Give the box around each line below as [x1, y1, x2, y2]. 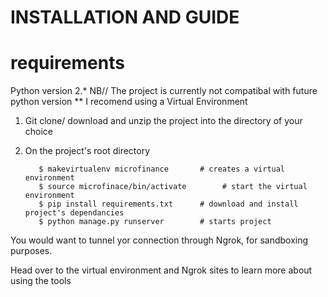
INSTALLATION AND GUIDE [10, 6, 240, 29]
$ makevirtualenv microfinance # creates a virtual [38, 164, 286, 175]
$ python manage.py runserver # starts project [38, 217, 272, 227]
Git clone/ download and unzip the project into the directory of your [24, 115, 303, 127]
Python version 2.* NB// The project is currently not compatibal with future [10, 85, 318, 97]
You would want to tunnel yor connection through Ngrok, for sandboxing [10, 234, 309, 246]
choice [24, 126, 54, 138]
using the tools [10, 275, 72, 287]
